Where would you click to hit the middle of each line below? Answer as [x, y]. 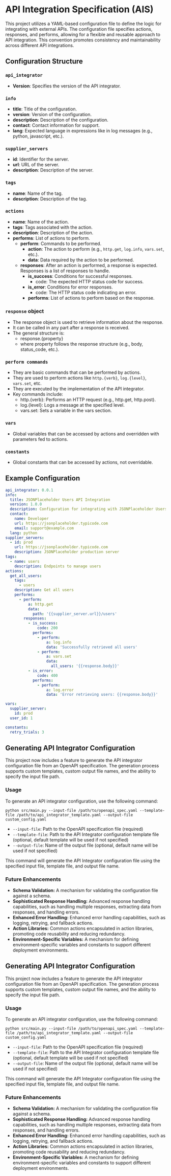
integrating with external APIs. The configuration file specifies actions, [79, 29]
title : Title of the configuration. [45, 109]
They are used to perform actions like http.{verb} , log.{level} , [79, 378]
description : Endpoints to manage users [58, 566]
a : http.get [40, 604]
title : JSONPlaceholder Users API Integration [60, 500]
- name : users [25, 561]
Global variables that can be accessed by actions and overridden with [86, 434]
